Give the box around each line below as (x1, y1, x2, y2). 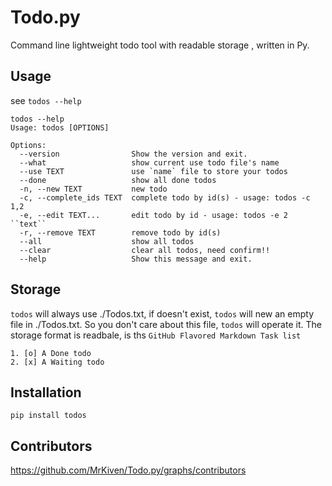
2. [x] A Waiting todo (10, 357, 105, 367)
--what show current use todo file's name (19, 157, 280, 168)
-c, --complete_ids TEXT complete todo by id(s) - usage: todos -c (19, 192, 311, 203)
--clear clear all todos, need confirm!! (19, 245, 271, 255)
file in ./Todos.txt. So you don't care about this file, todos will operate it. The (10, 318, 322, 330)
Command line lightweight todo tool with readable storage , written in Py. (10, 39, 310, 51)
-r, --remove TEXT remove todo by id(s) (19, 227, 222, 238)
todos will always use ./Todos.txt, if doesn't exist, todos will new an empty (10, 307, 314, 320)
